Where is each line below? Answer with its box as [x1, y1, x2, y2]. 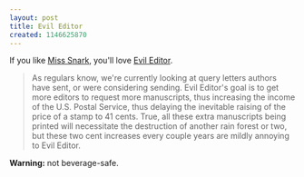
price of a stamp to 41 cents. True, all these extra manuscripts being [31, 111, 287, 123]
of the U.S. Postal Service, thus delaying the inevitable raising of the [31, 102, 286, 113]
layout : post [9, 13, 59, 23]
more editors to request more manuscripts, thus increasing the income [31, 92, 296, 103]
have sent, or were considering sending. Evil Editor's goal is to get [31, 83, 279, 93]
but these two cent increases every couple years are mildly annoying [31, 131, 290, 142]
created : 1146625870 [9, 30, 88, 39]
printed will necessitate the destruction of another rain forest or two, [31, 121, 288, 132]
